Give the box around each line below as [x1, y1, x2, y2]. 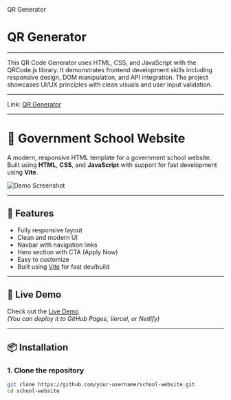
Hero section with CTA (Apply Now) [16, 247, 118, 256]
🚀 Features [7, 208, 54, 219]
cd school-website [7, 388, 60, 395]
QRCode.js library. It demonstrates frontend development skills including [7, 65, 212, 74]
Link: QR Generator [7, 100, 62, 108]
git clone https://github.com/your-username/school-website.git [7, 381, 195, 388]
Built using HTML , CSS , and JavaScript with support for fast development [7, 160, 218, 169]
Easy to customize [16, 255, 69, 263]
